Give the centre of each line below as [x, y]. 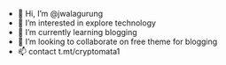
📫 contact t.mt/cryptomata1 [69, 51]
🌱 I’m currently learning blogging [77, 32]
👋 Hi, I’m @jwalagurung [60, 14]
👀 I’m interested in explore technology [87, 23]
